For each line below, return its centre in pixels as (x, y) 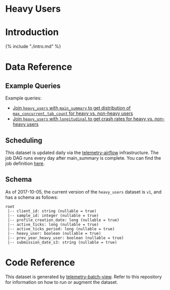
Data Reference (39, 67)
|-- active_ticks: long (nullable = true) (53, 224)
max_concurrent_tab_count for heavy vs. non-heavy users (73, 113)
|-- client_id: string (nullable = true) (52, 211)
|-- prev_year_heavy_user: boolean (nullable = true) (66, 238)
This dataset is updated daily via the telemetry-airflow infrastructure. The (82, 152)
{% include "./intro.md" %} (33, 46)
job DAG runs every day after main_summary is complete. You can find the (83, 158)
